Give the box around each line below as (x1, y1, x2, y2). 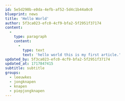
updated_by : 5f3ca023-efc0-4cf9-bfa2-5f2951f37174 (5, 57, 110, 62)
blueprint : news (5, 12, 38, 17)
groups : (5, 70, 21, 75)
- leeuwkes (9, 75, 32, 80)
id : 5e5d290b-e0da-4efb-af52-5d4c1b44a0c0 (5, 7, 93, 12)
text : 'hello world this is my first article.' (22, 52, 121, 57)
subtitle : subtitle (5, 66, 45, 71)
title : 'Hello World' (5, 16, 49, 21)
